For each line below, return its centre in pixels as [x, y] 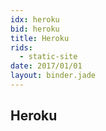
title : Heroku [40, 38]
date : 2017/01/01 [46, 66]
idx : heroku [35, 19]
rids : [21, 47]
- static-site [48, 57]
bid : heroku [35, 29]
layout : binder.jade [53, 76]
